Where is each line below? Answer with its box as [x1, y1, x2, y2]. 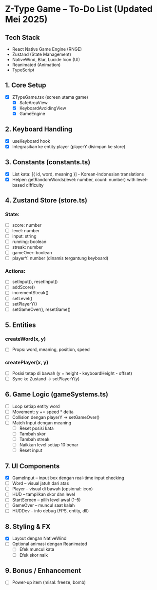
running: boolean [12, 239, 47, 244]
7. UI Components [5, 462, 60, 470]
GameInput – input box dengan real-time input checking [12, 475, 124, 481]
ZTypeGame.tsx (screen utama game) [12, 94, 89, 100]
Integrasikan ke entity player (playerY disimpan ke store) [12, 143, 126, 150]
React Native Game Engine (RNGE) [12, 46, 82, 52]
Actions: [5, 267, 26, 274]
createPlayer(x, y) [5, 359, 49, 366]
